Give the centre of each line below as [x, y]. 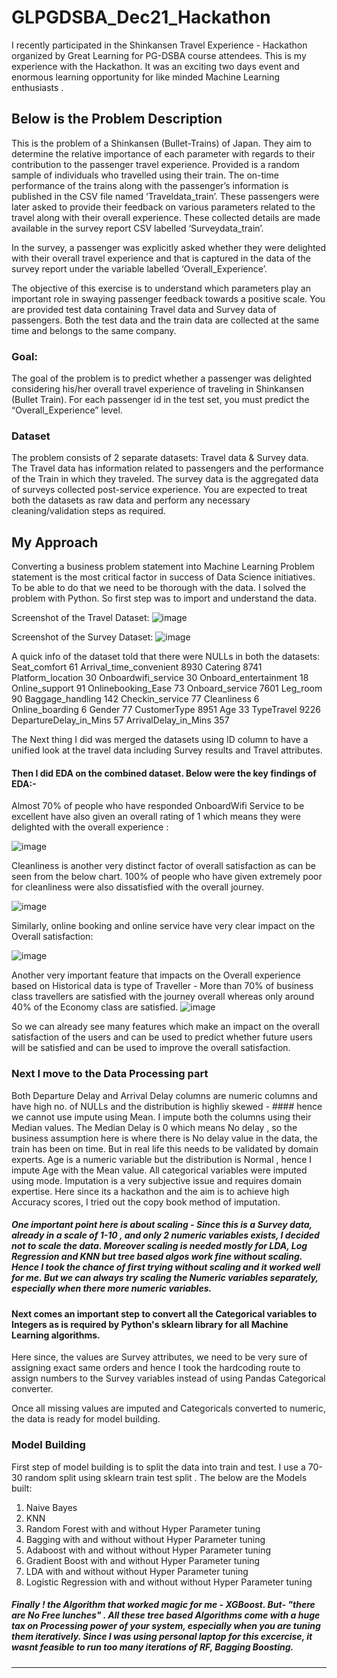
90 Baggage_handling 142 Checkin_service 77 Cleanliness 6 [135, 699]
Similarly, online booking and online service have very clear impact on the [163, 926]
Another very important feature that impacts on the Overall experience [156, 975]
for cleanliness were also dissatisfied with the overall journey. [138, 887]
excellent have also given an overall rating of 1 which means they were [156, 817]
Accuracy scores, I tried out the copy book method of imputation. [146, 1202]
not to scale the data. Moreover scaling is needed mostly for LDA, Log [159, 1246]
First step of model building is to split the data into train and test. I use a [158, 1467]
